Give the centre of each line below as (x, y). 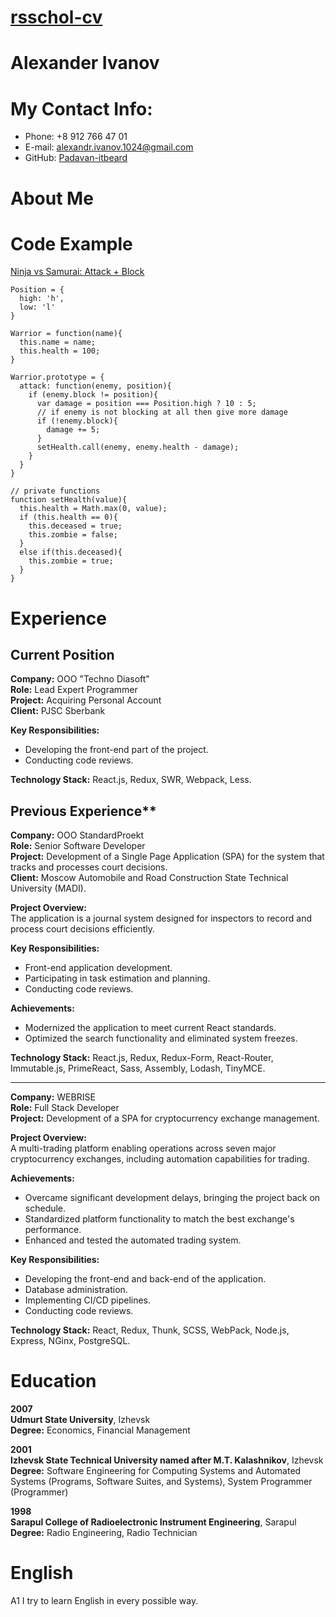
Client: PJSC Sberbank (58, 711)
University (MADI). (48, 888)
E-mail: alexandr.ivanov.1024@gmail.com (109, 147)
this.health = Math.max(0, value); (93, 509)
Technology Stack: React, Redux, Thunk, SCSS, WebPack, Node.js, (150, 1330)
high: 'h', (42, 299)
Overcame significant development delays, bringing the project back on (172, 1198)
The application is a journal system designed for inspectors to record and (161, 918)
